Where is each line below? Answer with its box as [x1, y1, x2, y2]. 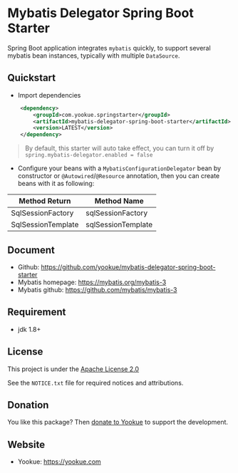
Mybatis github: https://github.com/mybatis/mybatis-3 [17, 285, 177, 293]
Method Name [94, 196, 144, 206]
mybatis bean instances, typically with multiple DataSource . [7, 51, 180, 60]
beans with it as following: [17, 180, 95, 188]
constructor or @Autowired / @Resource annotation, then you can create [17, 172, 220, 180]
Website [7, 438, 45, 450]
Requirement [7, 306, 66, 318]
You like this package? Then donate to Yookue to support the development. [7, 418, 229, 427]
